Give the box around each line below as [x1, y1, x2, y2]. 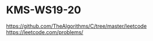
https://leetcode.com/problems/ [6, 28, 84, 35]
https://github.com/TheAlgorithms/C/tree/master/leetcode [6, 23, 147, 29]
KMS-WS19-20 [6, 3, 81, 17]
